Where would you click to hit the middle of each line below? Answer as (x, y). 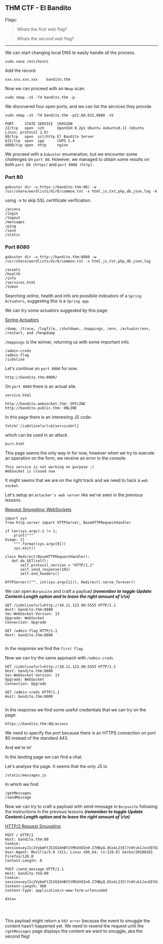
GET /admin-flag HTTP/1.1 (31, 631)
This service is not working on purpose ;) (50, 467)
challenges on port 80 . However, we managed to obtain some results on (77, 159)
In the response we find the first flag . (44, 648)
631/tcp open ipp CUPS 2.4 (40, 141)
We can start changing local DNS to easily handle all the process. (70, 53)
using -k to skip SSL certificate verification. (48, 200)
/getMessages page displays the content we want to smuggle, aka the (74, 931)
